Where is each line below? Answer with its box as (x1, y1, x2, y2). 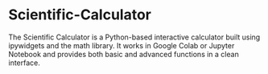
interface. (8, 58, 40, 68)
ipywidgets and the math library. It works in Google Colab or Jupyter (8, 40, 235, 50)
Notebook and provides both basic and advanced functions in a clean (8, 49, 239, 59)
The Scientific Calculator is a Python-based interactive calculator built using (8, 32, 261, 42)
